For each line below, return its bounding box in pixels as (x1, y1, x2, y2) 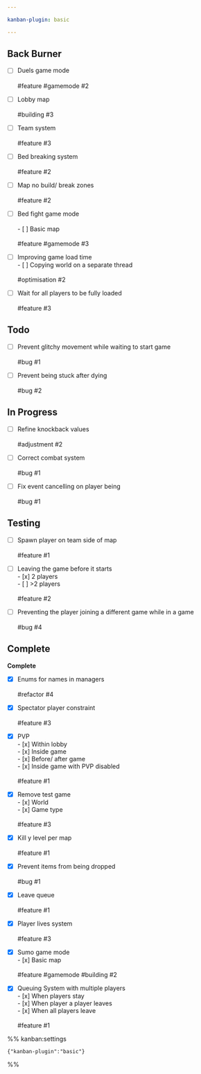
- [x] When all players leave (17, 1007, 96, 1015)
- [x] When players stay (17, 992, 85, 1001)
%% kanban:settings (7, 1034, 67, 1043)
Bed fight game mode (17, 209, 80, 218)
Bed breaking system (17, 152, 78, 160)
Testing (7, 517, 41, 529)
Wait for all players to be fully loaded (17, 288, 123, 297)
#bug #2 (17, 386, 42, 395)
